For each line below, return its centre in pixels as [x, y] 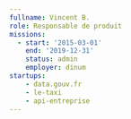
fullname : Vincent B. [50, 17]
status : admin [52, 59]
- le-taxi [44, 92]
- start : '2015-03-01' [60, 42]
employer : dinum [56, 68]
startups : [28, 76]
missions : [28, 34]
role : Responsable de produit [66, 26]
